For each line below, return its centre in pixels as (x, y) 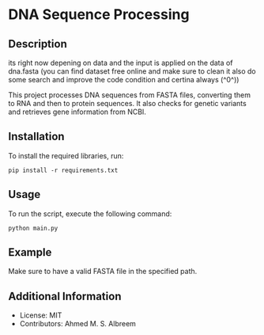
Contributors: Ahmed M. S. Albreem (78, 324)
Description (38, 44)
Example (30, 252)
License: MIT (41, 315)
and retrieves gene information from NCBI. (77, 112)
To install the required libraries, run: (66, 155)
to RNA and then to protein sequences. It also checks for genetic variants (127, 103)
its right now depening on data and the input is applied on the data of (121, 63)
